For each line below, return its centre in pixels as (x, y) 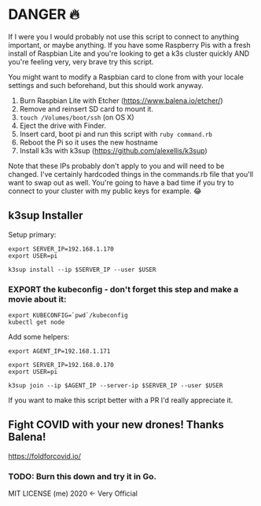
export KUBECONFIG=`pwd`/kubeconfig (68, 316)
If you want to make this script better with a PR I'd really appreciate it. (121, 400)
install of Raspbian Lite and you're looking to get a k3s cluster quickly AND (129, 53)
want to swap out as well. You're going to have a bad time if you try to (121, 182)
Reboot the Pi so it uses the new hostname (89, 142)
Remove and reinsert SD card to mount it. (86, 108)
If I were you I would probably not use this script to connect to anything (124, 36)
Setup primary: (32, 234)
